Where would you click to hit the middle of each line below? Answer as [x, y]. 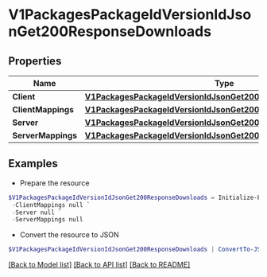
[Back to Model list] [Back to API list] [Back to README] [99, 265]
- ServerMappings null [47, 220]
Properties [35, 61]
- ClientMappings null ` [51, 205]
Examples [33, 164]
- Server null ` [37, 213]
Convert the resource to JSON [69, 235]
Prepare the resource [54, 183]
